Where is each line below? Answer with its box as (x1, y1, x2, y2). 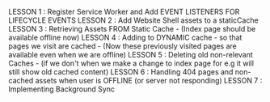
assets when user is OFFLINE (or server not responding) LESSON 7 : (35, 76, 263, 85)
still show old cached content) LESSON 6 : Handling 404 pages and (8, 67, 234, 76)
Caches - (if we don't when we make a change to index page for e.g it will (8, 58, 255, 68)
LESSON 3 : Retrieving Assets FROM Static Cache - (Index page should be (8, 24, 256, 33)
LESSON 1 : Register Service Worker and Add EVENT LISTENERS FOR (8, 7, 240, 16)
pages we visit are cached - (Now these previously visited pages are (8, 41, 237, 51)
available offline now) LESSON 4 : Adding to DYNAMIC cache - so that (8, 32, 243, 42)
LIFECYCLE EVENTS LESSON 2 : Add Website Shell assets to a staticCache (8, 15, 259, 25)
